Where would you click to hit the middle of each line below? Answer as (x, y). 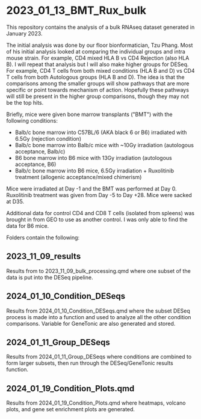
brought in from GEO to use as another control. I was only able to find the (97, 219)
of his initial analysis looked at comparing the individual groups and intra (96, 51)
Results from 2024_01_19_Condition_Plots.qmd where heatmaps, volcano (96, 403)
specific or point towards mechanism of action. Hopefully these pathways (98, 90)
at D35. (15, 201)
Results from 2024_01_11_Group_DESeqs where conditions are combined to (99, 357)
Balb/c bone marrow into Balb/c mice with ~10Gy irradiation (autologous (104, 145)
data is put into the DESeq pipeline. (50, 277)
